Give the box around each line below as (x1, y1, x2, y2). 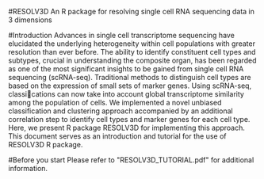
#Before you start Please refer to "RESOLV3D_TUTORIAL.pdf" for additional (8, 155, 254, 165)
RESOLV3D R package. (8, 140, 83, 149)
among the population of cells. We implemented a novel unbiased (8, 98, 222, 107)
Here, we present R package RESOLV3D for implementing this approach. (8, 123, 246, 132)
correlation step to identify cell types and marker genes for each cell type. (8, 115, 251, 124)
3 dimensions (8, 15, 53, 25)
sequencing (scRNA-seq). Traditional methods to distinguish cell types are (8, 73, 251, 82)
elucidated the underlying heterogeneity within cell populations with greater (8, 39, 256, 48)
